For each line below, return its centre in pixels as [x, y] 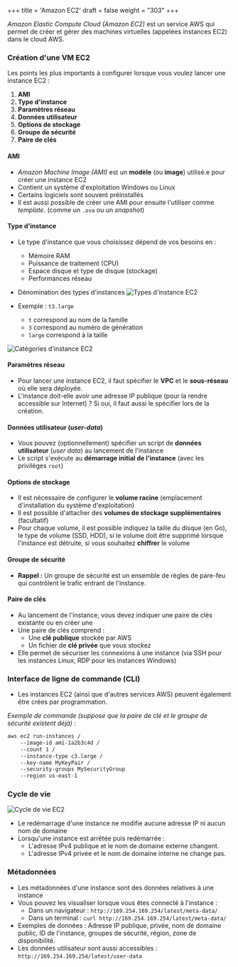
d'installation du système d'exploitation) [76, 505]
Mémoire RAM [49, 255]
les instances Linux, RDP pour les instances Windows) [97, 660]
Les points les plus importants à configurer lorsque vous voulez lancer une [117, 73]
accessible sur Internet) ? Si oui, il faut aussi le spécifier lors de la [113, 403]
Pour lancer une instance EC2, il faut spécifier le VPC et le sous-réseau [123, 381]
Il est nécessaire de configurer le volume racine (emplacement [110, 498]
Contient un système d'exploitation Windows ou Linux [96, 187]
